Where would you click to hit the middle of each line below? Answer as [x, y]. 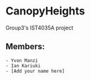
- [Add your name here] [35, 71]
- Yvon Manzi [22, 60]
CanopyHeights [45, 11]
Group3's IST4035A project [40, 28]
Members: [25, 47]
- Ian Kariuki [23, 66]
